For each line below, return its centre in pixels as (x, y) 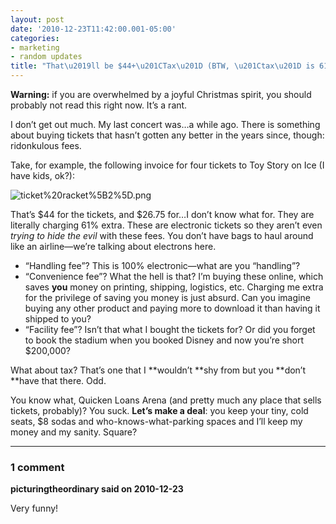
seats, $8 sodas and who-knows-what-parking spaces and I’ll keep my (156, 421)
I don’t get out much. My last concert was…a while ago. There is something (165, 124)
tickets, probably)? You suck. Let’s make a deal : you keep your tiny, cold (159, 410)
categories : (35, 38)
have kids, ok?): (43, 175)
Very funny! (34, 508)
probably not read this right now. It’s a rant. (99, 105)
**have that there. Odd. (58, 380)
